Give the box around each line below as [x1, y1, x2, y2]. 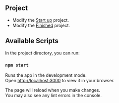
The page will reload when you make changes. [5, 87, 101, 93]
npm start [5, 62, 29, 68]
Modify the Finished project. [12, 22, 70, 28]
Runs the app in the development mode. [5, 72, 87, 78]
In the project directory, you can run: [5, 50, 80, 56]
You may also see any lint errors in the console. [5, 92, 102, 98]
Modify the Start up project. [12, 17, 69, 23]
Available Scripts [5, 37, 59, 45]
